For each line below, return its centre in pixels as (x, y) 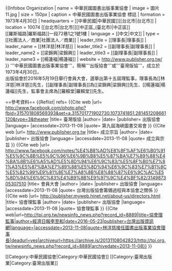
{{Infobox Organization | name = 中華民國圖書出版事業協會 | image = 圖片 (82, 8)
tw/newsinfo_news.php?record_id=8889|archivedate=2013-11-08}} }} (79, 246)
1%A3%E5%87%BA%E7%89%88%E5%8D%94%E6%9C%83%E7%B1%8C (86, 167)
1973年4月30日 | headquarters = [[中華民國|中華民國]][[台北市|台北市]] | (81, 21)
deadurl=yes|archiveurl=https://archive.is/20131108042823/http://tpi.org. (88, 240)
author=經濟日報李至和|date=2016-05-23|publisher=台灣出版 (80, 221)
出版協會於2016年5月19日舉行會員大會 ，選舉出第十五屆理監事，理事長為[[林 (85, 78)
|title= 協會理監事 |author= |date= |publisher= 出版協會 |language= (76, 202)
